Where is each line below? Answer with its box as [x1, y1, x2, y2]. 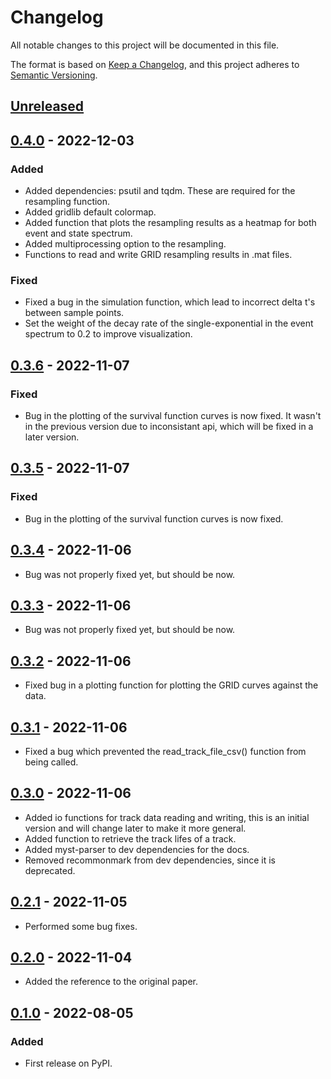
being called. [24, 756, 79, 768]
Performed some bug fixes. [24, 920, 138, 932]
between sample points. [24, 307, 125, 319]
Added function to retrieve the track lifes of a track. [24, 832, 237, 845]
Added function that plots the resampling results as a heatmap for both [24, 217, 317, 229]
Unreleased [10, 98, 85, 115]
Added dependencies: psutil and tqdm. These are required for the [24, 185, 296, 197]
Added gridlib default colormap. [24, 206, 157, 218]
